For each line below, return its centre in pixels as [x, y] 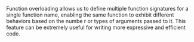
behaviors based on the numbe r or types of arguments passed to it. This [96, 21]
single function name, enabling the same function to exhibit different [90, 15]
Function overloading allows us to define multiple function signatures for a [98, 9]
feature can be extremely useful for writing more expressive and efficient [96, 27]
